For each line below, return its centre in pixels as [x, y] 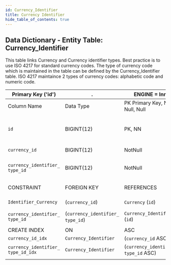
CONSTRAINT [25, 188]
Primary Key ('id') [34, 95]
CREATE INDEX [26, 230]
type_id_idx [22, 253]
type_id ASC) [140, 253]
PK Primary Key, [143, 103]
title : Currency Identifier [35, 15]
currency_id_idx [27, 239]
